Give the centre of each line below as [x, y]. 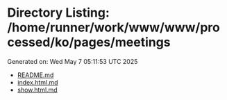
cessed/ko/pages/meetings [89, 42]
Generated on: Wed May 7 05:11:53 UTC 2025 [73, 61]
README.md [35, 75]
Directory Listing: [58, 13]
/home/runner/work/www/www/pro [113, 27]
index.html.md [37, 82]
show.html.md [37, 90]
